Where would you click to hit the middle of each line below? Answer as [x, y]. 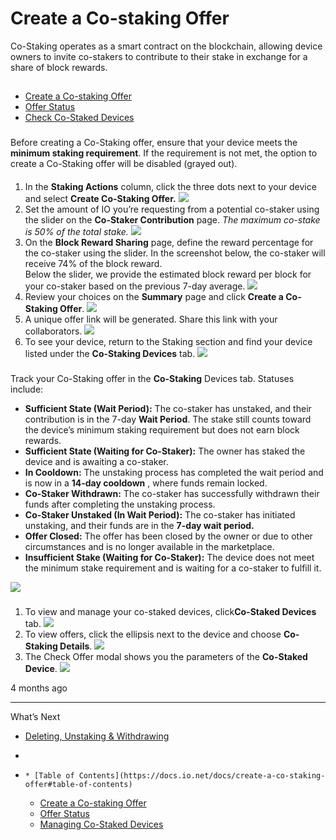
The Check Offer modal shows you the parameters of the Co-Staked [166, 656]
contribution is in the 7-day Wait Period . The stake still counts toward [168, 419]
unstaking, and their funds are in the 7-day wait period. [139, 525]
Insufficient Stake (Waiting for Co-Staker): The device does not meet [169, 557]
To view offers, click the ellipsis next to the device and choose [153, 634]
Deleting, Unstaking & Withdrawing [97, 736]
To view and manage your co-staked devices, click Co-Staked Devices [170, 611]
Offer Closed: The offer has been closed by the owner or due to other [168, 536]
